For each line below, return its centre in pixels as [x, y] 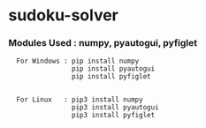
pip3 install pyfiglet [113, 116]
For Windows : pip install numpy [78, 61]
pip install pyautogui [113, 69]
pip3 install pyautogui [115, 108]
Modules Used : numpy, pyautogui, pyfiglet [103, 43]
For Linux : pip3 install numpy [80, 100]
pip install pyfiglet [111, 77]
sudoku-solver [63, 15]
